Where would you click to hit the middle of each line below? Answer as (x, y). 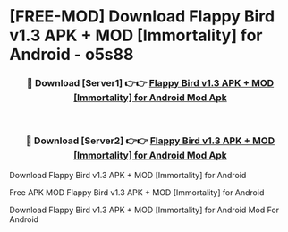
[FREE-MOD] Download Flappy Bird (142, 17)
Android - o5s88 (72, 55)
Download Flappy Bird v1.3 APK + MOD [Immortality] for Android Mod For (144, 210)
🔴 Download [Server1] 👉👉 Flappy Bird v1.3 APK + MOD (150, 83)
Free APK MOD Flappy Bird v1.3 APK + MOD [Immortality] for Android (137, 192)
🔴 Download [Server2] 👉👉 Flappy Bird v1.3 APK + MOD (150, 141)
